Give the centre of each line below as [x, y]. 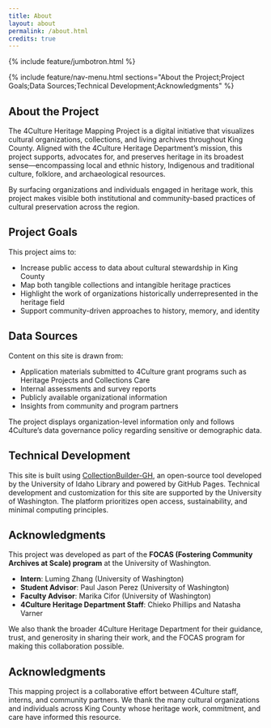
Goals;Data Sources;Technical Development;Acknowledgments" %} [121, 86]
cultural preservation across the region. [74, 207]
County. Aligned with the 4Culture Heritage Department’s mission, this [125, 148]
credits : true [32, 39]
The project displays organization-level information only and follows [121, 422]
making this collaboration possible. [66, 646]
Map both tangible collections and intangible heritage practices [125, 285]
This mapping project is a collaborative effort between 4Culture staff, [123, 692]
